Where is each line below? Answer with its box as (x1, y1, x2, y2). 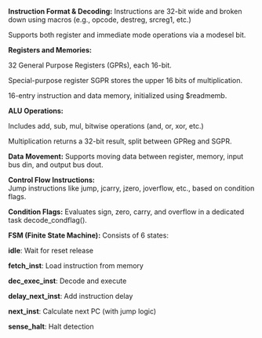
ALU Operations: (8, 106, 64, 115)
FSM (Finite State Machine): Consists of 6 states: (8, 231, 169, 240)
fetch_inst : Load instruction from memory (8, 261, 144, 270)
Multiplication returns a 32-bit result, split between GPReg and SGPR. (8, 136, 232, 146)
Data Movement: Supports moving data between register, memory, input (8, 152, 244, 161)
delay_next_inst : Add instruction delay (8, 292, 133, 300)
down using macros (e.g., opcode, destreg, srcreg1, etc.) (8, 15, 191, 24)
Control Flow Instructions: (8, 176, 96, 184)
